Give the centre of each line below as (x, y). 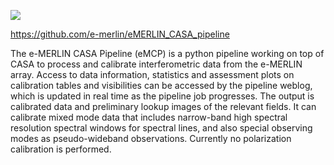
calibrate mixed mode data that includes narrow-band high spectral (149, 117)
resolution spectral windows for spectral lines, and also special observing (161, 128)
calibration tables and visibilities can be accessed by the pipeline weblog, (161, 85)
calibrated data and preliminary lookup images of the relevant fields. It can (163, 106)
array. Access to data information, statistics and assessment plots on (152, 74)
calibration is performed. (61, 149)
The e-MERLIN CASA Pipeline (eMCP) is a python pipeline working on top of (167, 53)
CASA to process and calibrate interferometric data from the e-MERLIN (156, 64)
